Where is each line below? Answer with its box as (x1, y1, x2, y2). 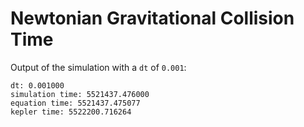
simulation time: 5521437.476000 (10, 89, 150, 99)
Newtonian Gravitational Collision (10, 7, 295, 30)
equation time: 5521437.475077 (10, 98, 141, 108)
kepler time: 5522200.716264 (10, 107, 132, 117)
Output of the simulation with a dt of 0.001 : (10, 61, 187, 73)
